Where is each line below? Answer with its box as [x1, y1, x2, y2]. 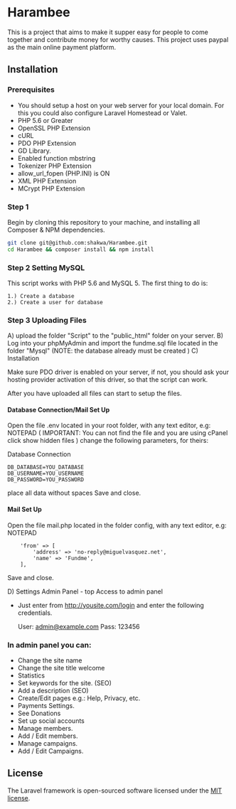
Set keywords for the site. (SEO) [17, 678, 112, 687]
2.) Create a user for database [7, 299, 103, 306]
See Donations [17, 709, 61, 717]
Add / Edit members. [17, 732, 78, 740]
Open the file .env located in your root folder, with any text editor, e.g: [7, 421, 211, 430]
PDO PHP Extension [17, 139, 77, 147]
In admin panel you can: [7, 640, 92, 650]
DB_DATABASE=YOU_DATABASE [7, 464, 84, 471]
